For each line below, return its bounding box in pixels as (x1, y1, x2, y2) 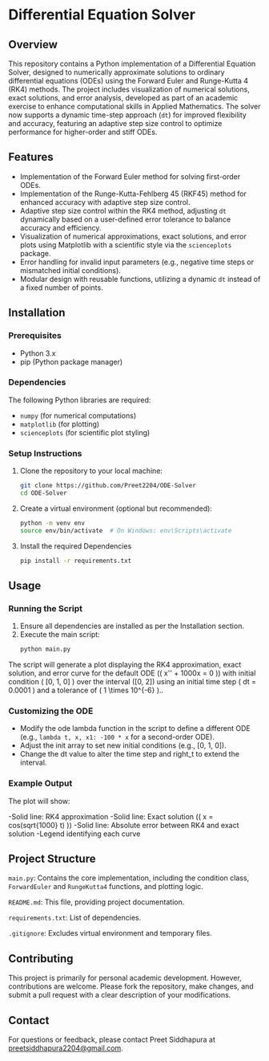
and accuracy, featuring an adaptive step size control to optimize (8, 119, 223, 128)
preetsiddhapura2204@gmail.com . (8, 1043, 124, 1053)
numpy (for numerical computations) (19, 410, 137, 420)
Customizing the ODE (8, 705, 94, 716)
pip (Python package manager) (19, 357, 123, 366)
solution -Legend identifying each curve (8, 829, 141, 839)
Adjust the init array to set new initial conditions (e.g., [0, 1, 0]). (19, 741, 227, 750)
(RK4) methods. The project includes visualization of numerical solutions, (8, 84, 250, 94)
